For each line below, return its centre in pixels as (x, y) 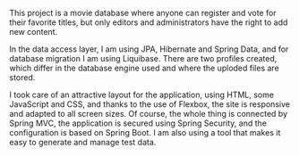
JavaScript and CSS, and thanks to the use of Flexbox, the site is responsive (150, 104)
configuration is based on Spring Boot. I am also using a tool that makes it (145, 132)
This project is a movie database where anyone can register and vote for (143, 13)
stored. (22, 78)
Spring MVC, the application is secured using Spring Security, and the (138, 123)
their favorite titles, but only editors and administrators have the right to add (149, 22)
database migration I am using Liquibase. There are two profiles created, (143, 58)
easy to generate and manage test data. (83, 142)
